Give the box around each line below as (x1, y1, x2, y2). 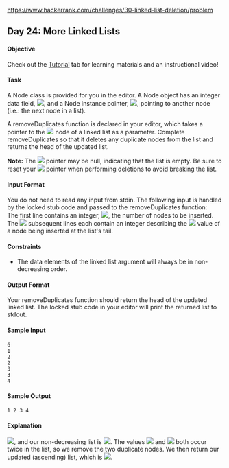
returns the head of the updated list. (7, 142, 109, 150)
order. (50, 265, 67, 273)
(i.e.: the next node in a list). (7, 106, 86, 115)
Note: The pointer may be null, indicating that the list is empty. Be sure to (7, 156, 222, 165)
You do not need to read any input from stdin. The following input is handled (7, 196, 222, 204)
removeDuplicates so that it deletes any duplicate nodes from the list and (7, 135, 214, 143)
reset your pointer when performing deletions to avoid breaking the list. (7, 165, 217, 173)
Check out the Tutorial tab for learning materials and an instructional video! (7, 60, 219, 68)
